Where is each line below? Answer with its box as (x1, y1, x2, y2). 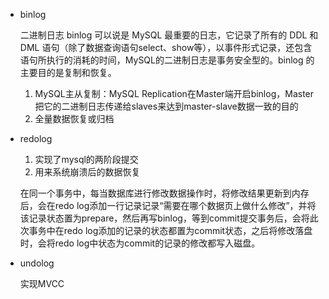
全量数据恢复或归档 (34, 113, 115, 124)
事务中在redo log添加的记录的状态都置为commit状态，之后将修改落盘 (28, 225, 313, 236)
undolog (19, 257, 55, 269)
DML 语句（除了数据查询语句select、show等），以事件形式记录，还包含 (19, 42, 313, 53)
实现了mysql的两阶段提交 (34, 154, 139, 165)
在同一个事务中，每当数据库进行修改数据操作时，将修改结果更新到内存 (19, 187, 310, 199)
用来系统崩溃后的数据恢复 (34, 166, 141, 178)
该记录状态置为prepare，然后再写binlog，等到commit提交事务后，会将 (19, 212, 310, 224)
